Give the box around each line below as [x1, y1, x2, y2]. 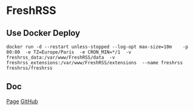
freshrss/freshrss [6, 65, 53, 71]
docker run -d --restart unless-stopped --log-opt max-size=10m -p [6, 44, 189, 50]
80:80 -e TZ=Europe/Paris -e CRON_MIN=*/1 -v [6, 49, 132, 55]
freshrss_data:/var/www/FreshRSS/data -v [6, 55, 115, 61]
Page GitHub [6, 98, 38, 105]
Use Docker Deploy [6, 28, 81, 38]
